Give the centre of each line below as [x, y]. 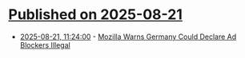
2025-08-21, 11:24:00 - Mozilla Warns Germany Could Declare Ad [128, 37]
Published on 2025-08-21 [95, 15]
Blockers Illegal [45, 44]
